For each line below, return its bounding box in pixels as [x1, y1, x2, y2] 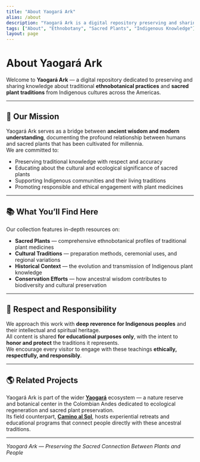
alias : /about [6, 14, 42, 20]
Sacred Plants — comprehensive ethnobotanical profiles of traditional [14, 237, 186, 244]
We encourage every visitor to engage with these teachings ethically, [6, 345, 177, 352]
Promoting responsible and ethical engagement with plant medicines [14, 183, 183, 191]
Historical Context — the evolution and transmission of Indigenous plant [14, 263, 193, 270]
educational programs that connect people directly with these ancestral [6, 419, 182, 426]
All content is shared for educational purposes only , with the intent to [6, 333, 179, 340]
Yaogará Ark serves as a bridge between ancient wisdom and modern [6, 127, 180, 135]
